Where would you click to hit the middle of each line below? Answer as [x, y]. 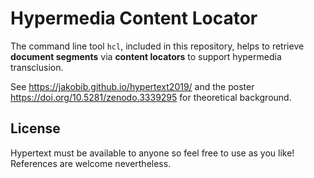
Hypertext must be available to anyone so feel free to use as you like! [152, 153]
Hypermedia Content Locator [134, 18]
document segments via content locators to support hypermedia [146, 56]
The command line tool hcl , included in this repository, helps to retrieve [157, 46]
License [35, 128]
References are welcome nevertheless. [91, 163]
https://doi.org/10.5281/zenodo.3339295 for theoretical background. [151, 97]
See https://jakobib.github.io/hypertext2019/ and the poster [132, 86]
